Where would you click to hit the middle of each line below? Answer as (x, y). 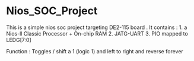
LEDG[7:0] (19, 40)
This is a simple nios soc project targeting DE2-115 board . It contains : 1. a (97, 27)
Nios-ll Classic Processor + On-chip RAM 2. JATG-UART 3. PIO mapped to (97, 33)
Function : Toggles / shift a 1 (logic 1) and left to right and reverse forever (95, 51)
